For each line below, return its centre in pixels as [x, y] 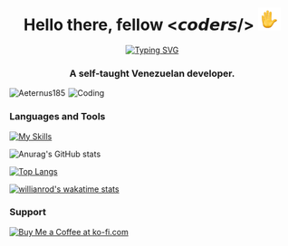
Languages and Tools [58, 117]
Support [28, 213]
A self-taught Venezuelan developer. [152, 73]
